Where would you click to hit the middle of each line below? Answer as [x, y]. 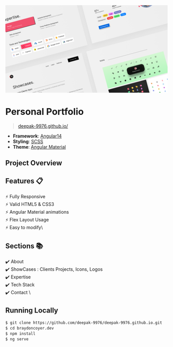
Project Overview [34, 163]
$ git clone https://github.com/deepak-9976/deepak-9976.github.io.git [84, 323]
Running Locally [32, 311]
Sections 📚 [24, 246]
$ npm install [21, 334]
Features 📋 [24, 181]
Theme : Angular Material [39, 147]
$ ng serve [17, 339]
